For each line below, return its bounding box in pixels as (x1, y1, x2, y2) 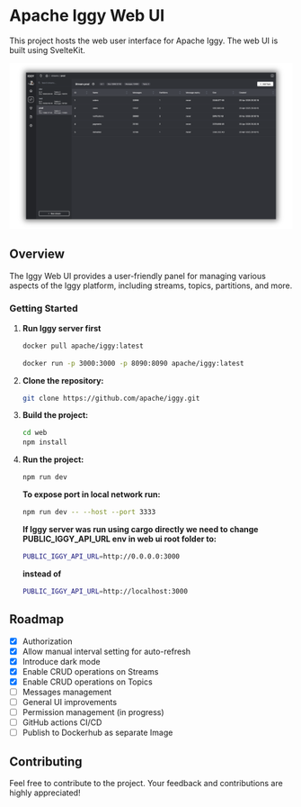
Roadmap (9, 612, 65, 627)
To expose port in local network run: (22, 489, 161, 500)
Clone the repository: (22, 375, 104, 385)
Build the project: (22, 410, 88, 421)
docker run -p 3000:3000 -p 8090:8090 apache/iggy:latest (22, 358, 244, 367)
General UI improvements (22, 696, 118, 707)
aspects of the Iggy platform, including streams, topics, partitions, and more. (9, 280, 293, 291)
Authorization (22, 636, 73, 647)
